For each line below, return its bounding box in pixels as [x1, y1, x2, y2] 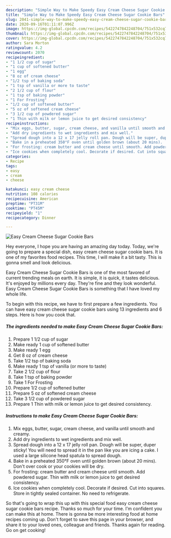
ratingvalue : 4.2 [6, 45, 43, 50]
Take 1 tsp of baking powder [13, 374, 73, 380]
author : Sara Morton [6, 41, 50, 46]
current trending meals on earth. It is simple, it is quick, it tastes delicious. [6, 275, 160, 281]
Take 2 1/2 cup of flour [13, 369, 60, 375]
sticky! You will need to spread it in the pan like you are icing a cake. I [13, 447, 159, 453]
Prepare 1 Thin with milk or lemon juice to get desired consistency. [13, 401, 152, 407]
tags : [6, 163, 17, 168]
